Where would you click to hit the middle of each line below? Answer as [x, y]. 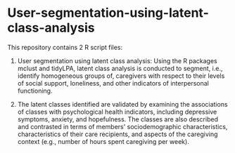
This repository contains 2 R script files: [65, 47]
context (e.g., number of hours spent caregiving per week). [103, 141]
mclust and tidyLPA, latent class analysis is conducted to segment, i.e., [120, 68]
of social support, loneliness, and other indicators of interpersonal [113, 83]
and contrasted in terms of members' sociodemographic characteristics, [122, 126]
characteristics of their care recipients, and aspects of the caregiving [118, 134]
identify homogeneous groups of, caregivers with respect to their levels [121, 76]
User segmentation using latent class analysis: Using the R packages [117, 60]
